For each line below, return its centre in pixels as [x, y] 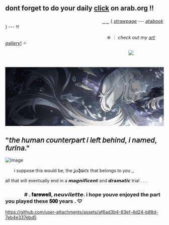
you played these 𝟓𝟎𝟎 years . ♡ [44, 201]
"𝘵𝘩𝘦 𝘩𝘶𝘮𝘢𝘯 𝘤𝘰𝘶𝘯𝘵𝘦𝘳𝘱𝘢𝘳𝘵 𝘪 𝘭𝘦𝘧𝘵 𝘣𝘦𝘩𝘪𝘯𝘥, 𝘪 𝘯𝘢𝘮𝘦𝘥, [81, 140]
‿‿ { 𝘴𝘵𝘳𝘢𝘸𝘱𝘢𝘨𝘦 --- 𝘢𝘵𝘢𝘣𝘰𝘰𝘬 [133, 21]
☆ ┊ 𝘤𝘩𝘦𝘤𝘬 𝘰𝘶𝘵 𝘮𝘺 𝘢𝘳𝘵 [131, 37]
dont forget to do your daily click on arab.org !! [80, 8]
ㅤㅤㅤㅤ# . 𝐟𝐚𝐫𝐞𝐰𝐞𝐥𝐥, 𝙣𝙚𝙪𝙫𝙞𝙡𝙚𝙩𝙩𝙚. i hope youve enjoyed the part [83, 195]
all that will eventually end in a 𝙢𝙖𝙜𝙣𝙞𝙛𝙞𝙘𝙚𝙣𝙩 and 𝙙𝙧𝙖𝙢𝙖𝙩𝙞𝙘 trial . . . [76, 181]
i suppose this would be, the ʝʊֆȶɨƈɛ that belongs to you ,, [74, 171]
